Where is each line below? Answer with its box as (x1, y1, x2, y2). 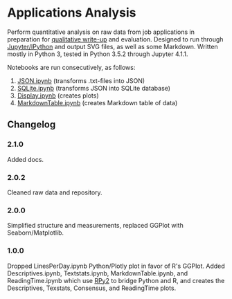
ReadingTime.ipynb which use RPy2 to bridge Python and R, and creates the (7, 276, 225, 284)
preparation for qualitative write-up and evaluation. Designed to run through (7, 35, 224, 43)
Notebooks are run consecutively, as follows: (7, 63, 136, 71)
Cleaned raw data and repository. (7, 188, 102, 197)
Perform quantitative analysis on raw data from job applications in (7, 28, 195, 36)
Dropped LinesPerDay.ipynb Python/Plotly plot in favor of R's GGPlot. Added (7, 262, 225, 270)
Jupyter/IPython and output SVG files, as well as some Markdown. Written (7, 42, 218, 51)
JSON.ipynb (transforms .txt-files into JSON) (17, 76, 145, 84)
